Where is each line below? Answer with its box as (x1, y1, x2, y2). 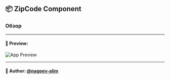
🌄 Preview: (5, 41, 28, 47)
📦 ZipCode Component (5, 5, 82, 13)
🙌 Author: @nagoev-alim (5, 68, 59, 74)
